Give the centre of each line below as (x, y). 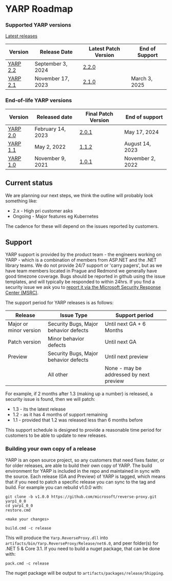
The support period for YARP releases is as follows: (59, 303)
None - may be (123, 369)
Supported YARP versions (38, 25)
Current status (29, 183)
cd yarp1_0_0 (19, 506)
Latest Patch (104, 49)
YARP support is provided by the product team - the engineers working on (83, 255)
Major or (18, 324)
